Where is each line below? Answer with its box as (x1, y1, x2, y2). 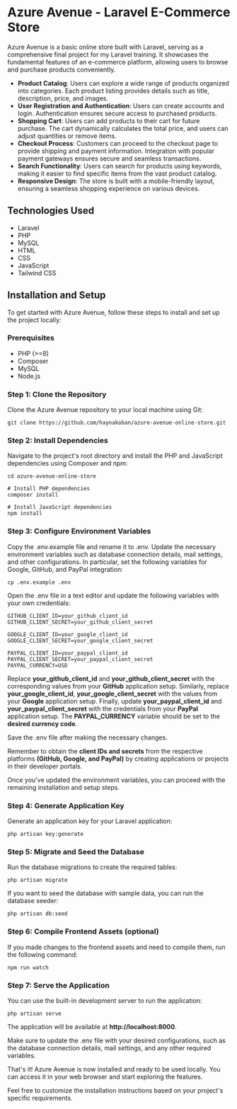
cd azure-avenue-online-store (7, 473, 97, 480)
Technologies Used (7, 205, 94, 217)
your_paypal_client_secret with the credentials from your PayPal (7, 704, 198, 713)
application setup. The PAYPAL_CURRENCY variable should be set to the (7, 712, 221, 720)
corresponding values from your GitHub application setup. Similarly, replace (7, 682, 229, 690)
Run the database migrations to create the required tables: (7, 863, 178, 871)
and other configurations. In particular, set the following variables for (7, 557, 207, 566)
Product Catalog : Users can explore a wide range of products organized (17, 79, 230, 87)
